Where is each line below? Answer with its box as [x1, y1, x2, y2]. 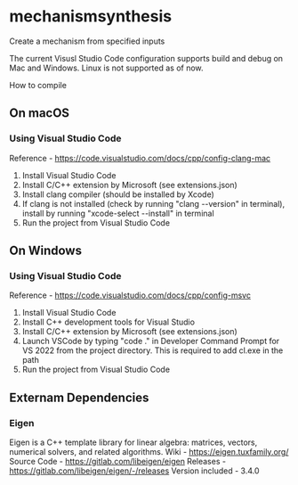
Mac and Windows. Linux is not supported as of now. [9, 62, 204, 73]
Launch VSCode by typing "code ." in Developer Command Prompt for [21, 336, 280, 347]
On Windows [9, 243, 83, 259]
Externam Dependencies [9, 390, 149, 405]
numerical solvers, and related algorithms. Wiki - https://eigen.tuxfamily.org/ [9, 447, 289, 456]
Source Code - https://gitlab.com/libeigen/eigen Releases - [9, 456, 227, 466]
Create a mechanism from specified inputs [9, 36, 165, 46]
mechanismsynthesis [9, 6, 173, 27]
